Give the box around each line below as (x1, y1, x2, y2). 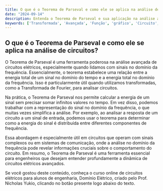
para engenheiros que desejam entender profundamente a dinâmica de (5, 156, 148, 161)
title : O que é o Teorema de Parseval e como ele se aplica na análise (5, 7, 153, 12)
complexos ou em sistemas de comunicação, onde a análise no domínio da (5, 140, 155, 146)
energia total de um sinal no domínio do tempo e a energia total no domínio (5, 75, 155, 81)
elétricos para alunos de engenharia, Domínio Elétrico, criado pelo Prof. (5, 175, 148, 181)
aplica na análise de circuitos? (5, 46, 98, 54)
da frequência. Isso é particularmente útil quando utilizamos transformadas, (5, 80, 157, 86)
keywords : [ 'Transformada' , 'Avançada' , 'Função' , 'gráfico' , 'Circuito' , (5, 20, 160, 26)
